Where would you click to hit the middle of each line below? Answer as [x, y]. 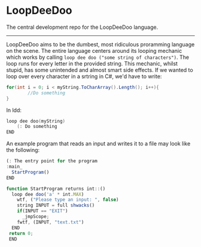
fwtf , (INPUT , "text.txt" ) [51, 222]
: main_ [14, 167]
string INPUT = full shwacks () [56, 206]
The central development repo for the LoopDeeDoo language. [82, 27]
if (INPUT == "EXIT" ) [42, 211]
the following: [23, 150]
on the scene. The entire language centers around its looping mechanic [94, 50]
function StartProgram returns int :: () [56, 189]
